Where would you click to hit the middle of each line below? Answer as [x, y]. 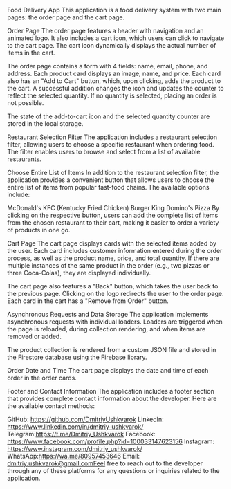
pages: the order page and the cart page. [66, 17]
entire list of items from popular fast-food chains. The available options [108, 187]
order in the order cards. [42, 378]
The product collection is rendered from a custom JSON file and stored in [112, 350]
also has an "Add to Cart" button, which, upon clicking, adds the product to [114, 81]
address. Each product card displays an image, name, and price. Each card [114, 73]
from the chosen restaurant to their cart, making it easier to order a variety [113, 223]
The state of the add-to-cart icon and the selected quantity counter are [109, 116]
